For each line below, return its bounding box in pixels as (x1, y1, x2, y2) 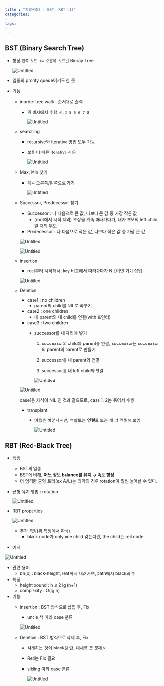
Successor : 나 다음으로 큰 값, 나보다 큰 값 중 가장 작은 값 (27, 210, 137, 216)
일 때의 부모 (34, 223, 57, 229)
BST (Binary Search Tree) (5, 44, 85, 52)
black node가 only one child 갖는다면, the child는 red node (27, 534, 144, 539)
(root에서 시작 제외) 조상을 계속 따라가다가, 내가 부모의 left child (34, 216, 158, 222)
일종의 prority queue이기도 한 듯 (12, 77, 75, 83)
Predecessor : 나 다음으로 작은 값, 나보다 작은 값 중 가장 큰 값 (27, 229, 145, 234)
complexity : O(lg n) (19, 587, 60, 593)
